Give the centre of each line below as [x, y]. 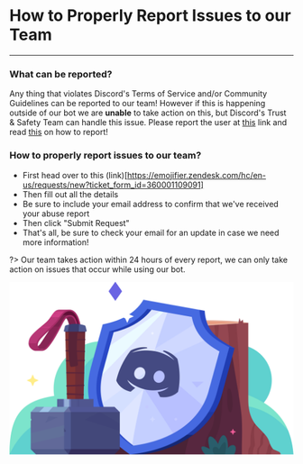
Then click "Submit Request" [76, 223]
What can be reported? [61, 74]
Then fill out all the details [70, 194]
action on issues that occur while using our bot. [98, 269]
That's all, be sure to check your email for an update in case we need [151, 232]
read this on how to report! [59, 132]
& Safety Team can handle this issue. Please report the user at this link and [148, 123]
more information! [55, 242]
